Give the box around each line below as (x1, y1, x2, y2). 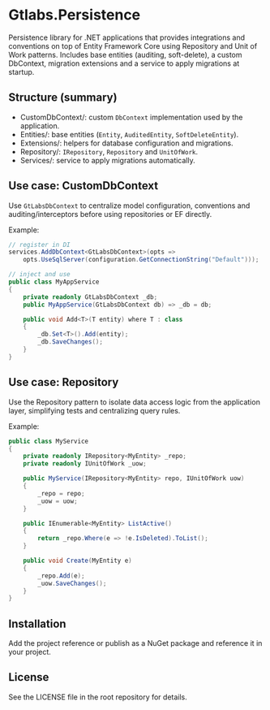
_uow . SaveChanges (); (37, 579, 107, 587)
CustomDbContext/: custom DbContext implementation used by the (19, 112, 243, 122)
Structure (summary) (8, 91, 118, 105)
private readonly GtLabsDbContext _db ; (23, 292, 158, 301)
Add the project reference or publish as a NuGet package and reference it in (8, 639, 263, 648)
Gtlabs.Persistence (8, 6, 141, 24)
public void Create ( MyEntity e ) (23, 556, 132, 565)
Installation (8, 617, 66, 630)
